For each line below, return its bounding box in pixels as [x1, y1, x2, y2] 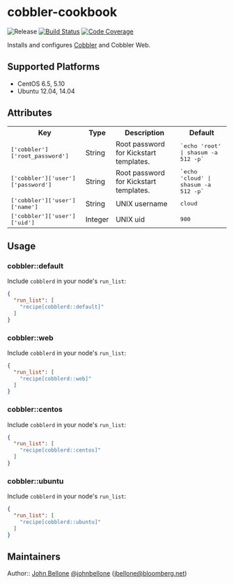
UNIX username [116, 199, 168, 208]
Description [125, 128, 165, 137]
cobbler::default [7, 261, 64, 270]
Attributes [7, 107, 52, 119]
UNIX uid [116, 214, 145, 224]
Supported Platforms [7, 61, 100, 73]
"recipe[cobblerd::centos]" [19, 447, 101, 454]
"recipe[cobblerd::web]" [19, 375, 92, 382]
